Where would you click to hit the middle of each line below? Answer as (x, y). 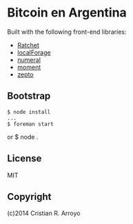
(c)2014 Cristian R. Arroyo (44, 213)
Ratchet (28, 45)
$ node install (29, 112)
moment (29, 67)
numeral (29, 59)
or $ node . (23, 136)
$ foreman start (30, 124)
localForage (34, 52)
